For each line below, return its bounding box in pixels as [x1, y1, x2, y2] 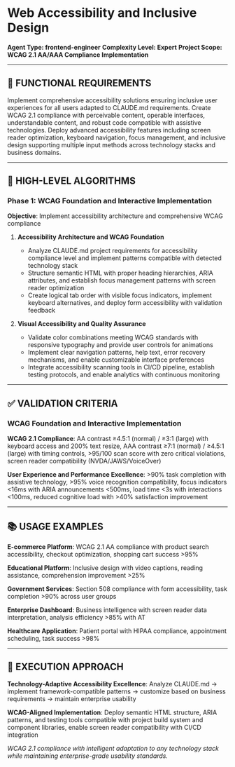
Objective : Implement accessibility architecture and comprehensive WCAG [7, 212, 224, 220]
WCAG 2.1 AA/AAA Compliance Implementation [7, 50, 149, 59]
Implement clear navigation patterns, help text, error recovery [27, 348, 206, 357]
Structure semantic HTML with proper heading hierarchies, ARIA [27, 269, 213, 278]
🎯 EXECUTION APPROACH [7, 661, 124, 673]
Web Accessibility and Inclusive [7, 5, 197, 21]
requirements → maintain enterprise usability [7, 694, 136, 702]
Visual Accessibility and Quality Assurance [17, 320, 146, 328]
